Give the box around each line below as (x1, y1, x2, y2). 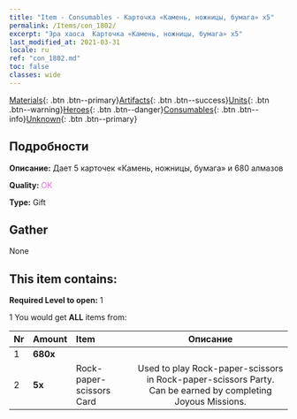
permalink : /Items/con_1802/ (9, 21, 117, 30)
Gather (9, 222, 49, 237)
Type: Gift (9, 196, 46, 208)
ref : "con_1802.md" (9, 54, 81, 63)
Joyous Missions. (174, 395, 247, 408)
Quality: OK (9, 179, 53, 190)
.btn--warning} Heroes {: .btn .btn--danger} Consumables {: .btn (9, 103, 236, 115)
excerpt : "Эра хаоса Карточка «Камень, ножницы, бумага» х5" (9, 29, 243, 38)
